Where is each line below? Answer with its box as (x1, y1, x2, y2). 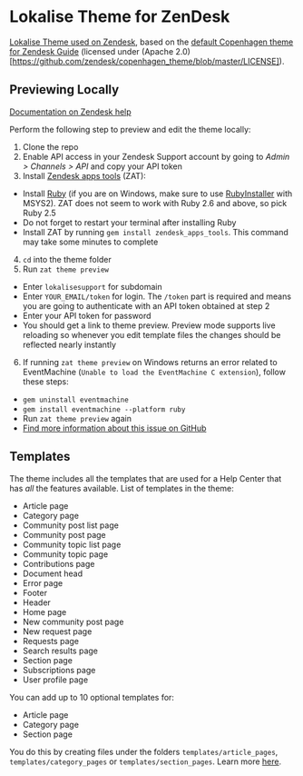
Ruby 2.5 (22, 207, 56, 218)
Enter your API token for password (22, 310, 151, 321)
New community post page (22, 616, 124, 627)
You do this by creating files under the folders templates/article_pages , (9, 746, 279, 757)
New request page (22, 625, 93, 637)
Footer (22, 587, 48, 598)
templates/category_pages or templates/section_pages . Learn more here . (9, 756, 282, 767)
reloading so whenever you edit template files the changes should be (22, 329, 281, 340)
